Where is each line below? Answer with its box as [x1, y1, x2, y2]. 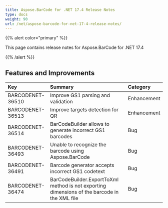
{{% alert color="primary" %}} [5, 35, 68, 41]
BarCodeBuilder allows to [49, 121, 110, 128]
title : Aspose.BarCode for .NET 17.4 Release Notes [5, 7, 115, 12]
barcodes [49, 133, 72, 140]
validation [49, 98, 73, 105]
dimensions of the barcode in [49, 189, 119, 196]
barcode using [49, 148, 84, 155]
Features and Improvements [5, 68, 95, 77]
